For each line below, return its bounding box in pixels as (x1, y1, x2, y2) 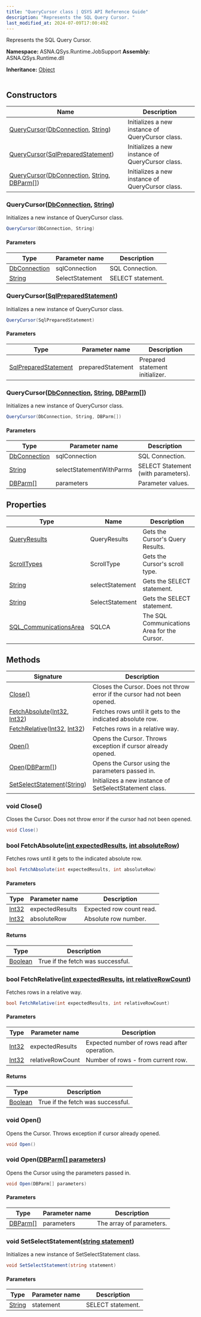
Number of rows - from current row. (86, 1056, 188, 1064)
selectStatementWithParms (56, 466, 133, 474)
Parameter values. (138, 479, 190, 487)
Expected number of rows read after (86, 1039, 187, 1047)
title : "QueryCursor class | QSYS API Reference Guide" (6, 8, 148, 15)
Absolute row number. (84, 914, 147, 923)
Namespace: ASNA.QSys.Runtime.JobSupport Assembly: (6, 48, 151, 55)
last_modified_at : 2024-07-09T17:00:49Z (6, 20, 109, 26)
